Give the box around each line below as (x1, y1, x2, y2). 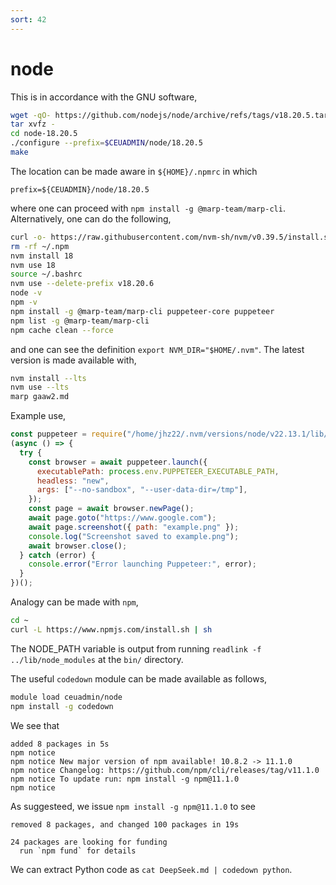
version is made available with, (10, 354, 137, 366)
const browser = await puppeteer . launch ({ (28, 457, 208, 467)
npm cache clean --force (10, 325, 114, 335)
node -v (10, 288, 43, 298)
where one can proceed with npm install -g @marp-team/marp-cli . (10, 202, 286, 214)
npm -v (10, 297, 38, 308)
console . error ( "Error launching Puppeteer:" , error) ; (28, 559, 257, 570)
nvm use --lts (10, 382, 70, 393)
